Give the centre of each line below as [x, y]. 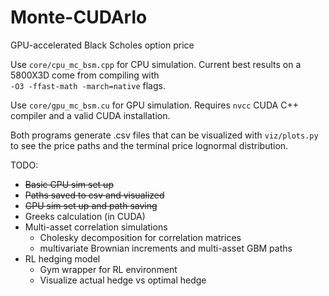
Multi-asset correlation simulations [96, 227]
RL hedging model [62, 258]
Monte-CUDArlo [79, 17]
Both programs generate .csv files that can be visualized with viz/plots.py [164, 135]
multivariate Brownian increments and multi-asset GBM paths [166, 248]
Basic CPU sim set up [69, 184]
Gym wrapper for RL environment [108, 269]
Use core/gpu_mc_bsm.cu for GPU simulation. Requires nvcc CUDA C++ [154, 105]
